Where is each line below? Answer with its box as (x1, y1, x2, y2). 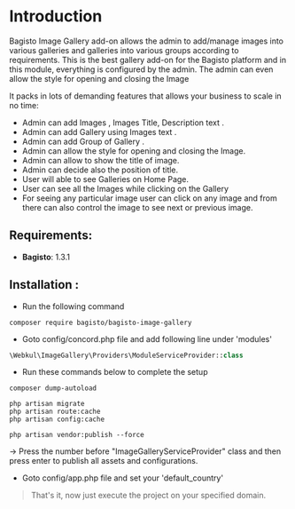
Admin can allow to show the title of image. (21, 155, 180, 165)
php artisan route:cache (9, 407, 101, 417)
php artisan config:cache (9, 415, 105, 424)
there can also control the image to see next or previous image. (21, 202, 253, 212)
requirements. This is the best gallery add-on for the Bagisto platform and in (9, 54, 286, 65)
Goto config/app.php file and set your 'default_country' (21, 473, 224, 483)
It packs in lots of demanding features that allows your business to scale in (9, 91, 282, 101)
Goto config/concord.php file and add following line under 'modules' (21, 333, 273, 344)
